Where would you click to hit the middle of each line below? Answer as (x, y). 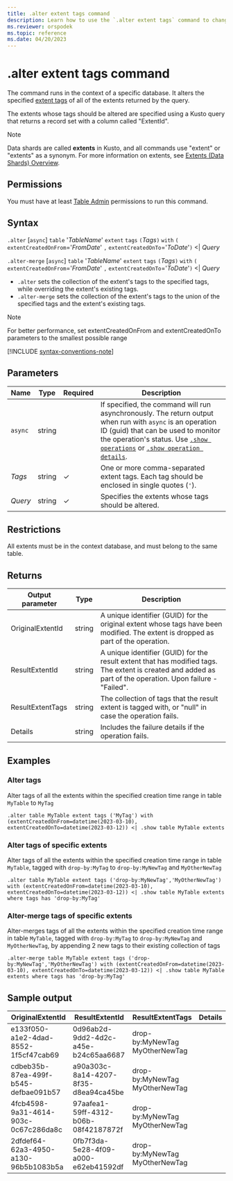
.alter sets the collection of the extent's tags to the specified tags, (113, 281)
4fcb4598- (29, 1104)
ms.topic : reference (37, 33)
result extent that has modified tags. (159, 661)
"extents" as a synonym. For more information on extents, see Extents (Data (115, 155)
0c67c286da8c (36, 1130)
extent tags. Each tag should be (152, 476)
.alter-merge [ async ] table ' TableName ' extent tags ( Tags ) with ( (102, 260)
